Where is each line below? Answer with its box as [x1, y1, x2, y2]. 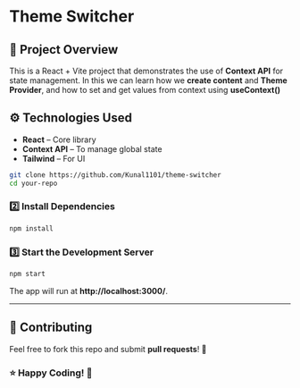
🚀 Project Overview [9, 42, 119, 57]
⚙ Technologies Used [9, 110, 132, 126]
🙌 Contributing [9, 320, 93, 335]
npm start [9, 270, 46, 279]
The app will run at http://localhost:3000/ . [9, 285, 168, 296]
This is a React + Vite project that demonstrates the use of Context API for [9, 65, 284, 76]
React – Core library [21, 134, 96, 145]
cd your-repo [9, 179, 58, 188]
